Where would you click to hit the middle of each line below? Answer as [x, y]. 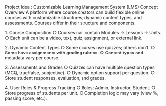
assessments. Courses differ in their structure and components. [70, 23]
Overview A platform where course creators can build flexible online [75, 12]
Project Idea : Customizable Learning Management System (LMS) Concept [82, 7]
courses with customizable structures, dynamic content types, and [74, 18]
